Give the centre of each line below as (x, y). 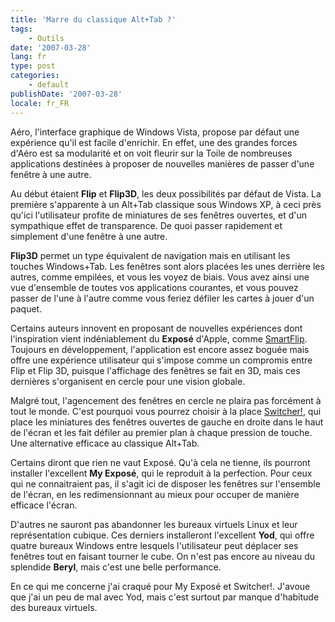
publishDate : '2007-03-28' (66, 94)
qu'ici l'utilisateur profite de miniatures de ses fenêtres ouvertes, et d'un (158, 215)
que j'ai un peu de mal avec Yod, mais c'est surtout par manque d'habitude (165, 597)
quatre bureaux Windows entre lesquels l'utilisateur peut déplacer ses (154, 545)
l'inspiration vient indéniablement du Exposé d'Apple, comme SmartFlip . (159, 338)
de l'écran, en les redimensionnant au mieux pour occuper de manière (155, 494)
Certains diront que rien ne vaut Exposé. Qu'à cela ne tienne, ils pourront (160, 462)
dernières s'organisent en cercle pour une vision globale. (128, 381)
